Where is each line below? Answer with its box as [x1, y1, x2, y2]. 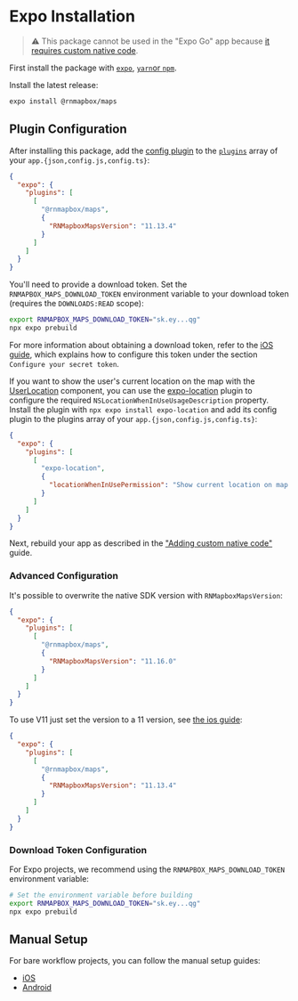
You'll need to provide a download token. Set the [9, 279, 188, 290]
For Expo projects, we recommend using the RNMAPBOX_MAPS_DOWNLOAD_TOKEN [9, 864, 286, 875]
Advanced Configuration [9, 570, 118, 582]
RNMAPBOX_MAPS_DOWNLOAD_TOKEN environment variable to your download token [9, 289, 289, 299]
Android [21, 982, 52, 993]
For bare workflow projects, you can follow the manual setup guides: [9, 956, 261, 966]
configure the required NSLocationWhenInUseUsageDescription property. [9, 395, 270, 405]
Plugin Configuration [9, 122, 127, 137]
